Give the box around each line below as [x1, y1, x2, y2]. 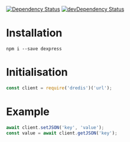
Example [6, 105, 50, 118]
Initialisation [6, 66, 68, 79]
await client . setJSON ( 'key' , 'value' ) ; [6, 124, 105, 130]
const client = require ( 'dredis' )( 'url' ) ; [6, 85, 112, 91]
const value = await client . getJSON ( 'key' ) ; [6, 130, 118, 136]
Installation [6, 27, 63, 40]
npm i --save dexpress [6, 46, 62, 51]
